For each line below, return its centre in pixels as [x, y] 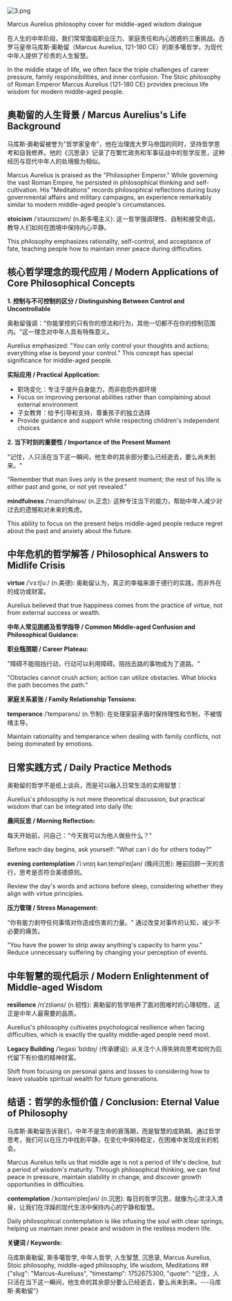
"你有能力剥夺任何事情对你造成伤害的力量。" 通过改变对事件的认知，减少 [110, 923]
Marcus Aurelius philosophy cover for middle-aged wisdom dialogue [105, 24]
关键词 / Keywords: [35, 1242]
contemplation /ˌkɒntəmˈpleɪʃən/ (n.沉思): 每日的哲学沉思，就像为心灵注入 [112, 1199]
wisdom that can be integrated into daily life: [70, 807]
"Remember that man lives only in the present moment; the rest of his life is [114, 479]
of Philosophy [38, 1114]
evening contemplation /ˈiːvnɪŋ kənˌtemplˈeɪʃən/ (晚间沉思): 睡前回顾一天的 [113, 864]
